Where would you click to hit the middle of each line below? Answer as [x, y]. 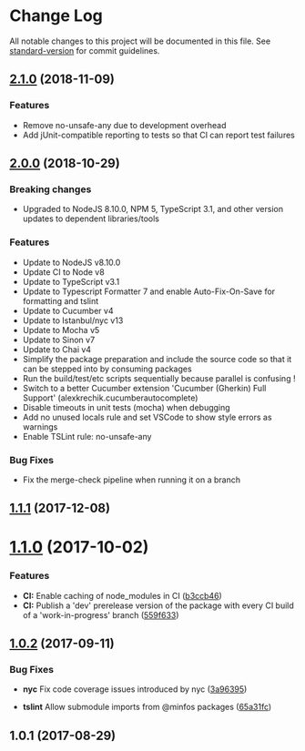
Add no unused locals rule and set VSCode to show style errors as [147, 417]
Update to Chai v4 [57, 349]
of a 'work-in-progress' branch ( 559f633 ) [101, 614]
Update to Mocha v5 [61, 330]
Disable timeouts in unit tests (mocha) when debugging [126, 407]
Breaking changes [51, 189]
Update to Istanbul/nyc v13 [73, 320]
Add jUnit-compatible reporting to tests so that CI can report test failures [159, 135]
